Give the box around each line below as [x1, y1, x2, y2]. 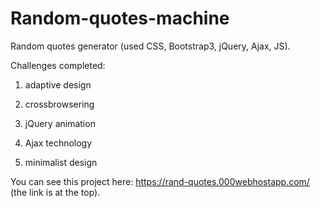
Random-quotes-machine [10, 7, 230, 30]
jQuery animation [24, 117, 96, 129]
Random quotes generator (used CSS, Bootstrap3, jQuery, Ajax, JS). [10, 40, 291, 52]
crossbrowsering [24, 98, 95, 110]
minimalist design [24, 156, 98, 168]
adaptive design [24, 78, 92, 91]
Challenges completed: [10, 59, 106, 71]
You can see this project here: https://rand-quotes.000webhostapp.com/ [10, 175, 310, 187]
